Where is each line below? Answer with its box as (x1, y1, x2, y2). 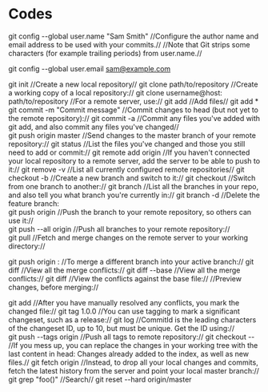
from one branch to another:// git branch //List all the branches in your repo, (8, 181, 258, 191)
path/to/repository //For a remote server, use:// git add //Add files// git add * (8, 96, 259, 106)
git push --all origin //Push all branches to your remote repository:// (8, 224, 230, 233)
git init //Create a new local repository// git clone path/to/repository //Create (8, 79, 258, 89)
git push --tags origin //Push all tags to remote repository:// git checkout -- (8, 332, 255, 341)
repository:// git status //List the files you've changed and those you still (8, 139, 246, 148)
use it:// (8, 216, 34, 225)
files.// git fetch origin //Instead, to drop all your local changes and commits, (8, 358, 258, 367)
